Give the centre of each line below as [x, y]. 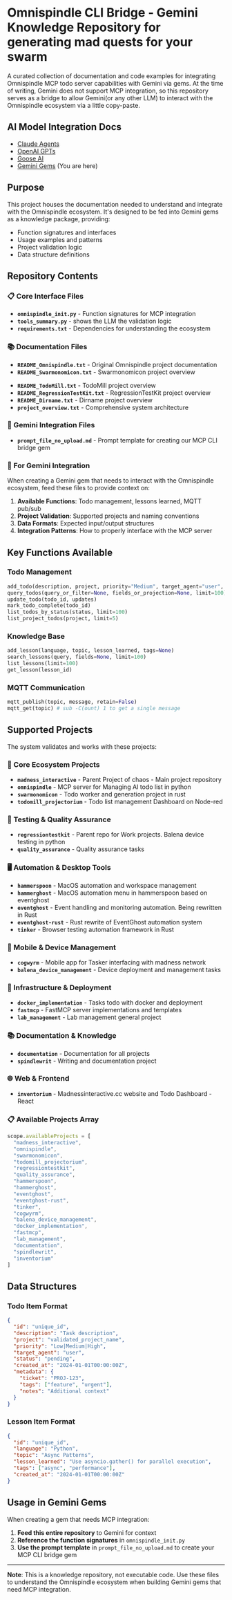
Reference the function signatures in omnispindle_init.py [101, 1540]
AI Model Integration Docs [65, 127]
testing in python [41, 842]
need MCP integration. [39, 1589]
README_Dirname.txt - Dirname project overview [85, 400]
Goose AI [30, 158]
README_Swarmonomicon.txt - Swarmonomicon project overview [106, 372]
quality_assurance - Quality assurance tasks [81, 849]
